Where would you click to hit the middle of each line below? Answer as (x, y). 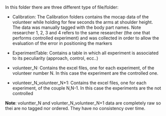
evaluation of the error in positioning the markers (62, 43)
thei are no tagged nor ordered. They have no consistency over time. (75, 108)
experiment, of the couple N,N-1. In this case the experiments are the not (87, 88)
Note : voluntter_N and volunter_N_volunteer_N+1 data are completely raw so (83, 103)
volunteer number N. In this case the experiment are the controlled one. (85, 73)
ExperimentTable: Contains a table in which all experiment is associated (85, 53)
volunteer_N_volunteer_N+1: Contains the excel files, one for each (79, 83)
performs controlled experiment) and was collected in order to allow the (86, 38)
